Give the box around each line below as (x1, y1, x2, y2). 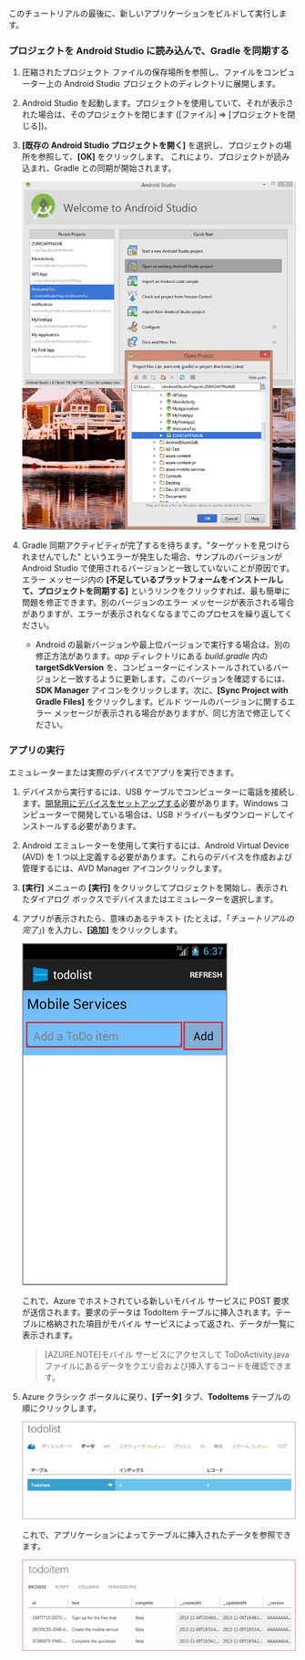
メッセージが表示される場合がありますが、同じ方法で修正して (53, 708, 285, 719)
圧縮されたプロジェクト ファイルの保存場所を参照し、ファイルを (21, 67, 264, 78)
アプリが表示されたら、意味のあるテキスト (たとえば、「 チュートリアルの (21, 912, 295, 924)
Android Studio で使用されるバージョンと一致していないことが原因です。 (21, 562, 295, 573)
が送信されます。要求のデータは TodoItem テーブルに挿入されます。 (21, 1307, 276, 1318)
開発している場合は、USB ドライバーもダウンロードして (76, 809, 288, 820)
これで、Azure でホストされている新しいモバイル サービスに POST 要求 (21, 1295, 290, 1306)
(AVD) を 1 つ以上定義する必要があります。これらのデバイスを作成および (21, 851, 293, 862)
